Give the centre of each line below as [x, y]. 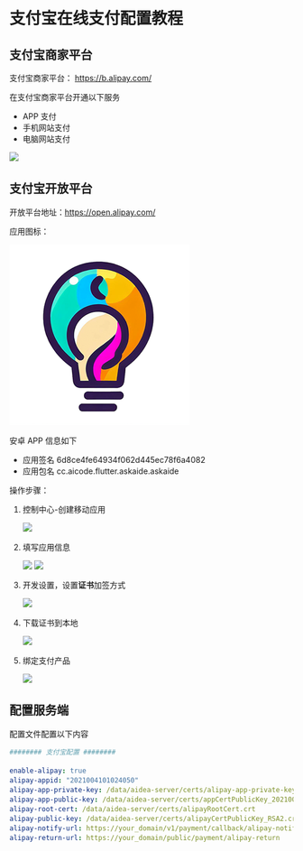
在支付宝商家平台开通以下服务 [64, 97]
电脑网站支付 [46, 139]
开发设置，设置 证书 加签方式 [74, 585]
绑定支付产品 [46, 661]
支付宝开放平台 [51, 189]
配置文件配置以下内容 [49, 734]
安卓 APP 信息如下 [43, 440]
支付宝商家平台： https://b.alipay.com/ [81, 78]
